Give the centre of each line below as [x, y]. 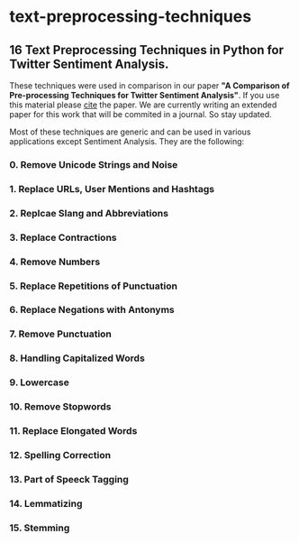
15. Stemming [40, 528]
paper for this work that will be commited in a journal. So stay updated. [140, 114]
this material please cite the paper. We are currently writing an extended [143, 105]
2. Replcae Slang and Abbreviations [89, 213]
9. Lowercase [39, 382]
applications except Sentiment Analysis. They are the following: [127, 141]
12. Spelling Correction [60, 455]
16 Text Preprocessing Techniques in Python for [147, 50]
